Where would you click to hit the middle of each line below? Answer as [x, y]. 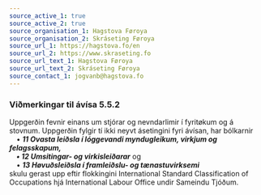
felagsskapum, [35, 147]
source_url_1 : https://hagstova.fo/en [75, 46]
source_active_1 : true [47, 16]
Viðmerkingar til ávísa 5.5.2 [64, 104]
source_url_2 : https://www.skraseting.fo [80, 53]
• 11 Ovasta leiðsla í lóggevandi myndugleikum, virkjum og [117, 139]
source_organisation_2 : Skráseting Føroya [82, 38]
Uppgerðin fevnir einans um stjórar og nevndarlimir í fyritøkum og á [122, 121]
